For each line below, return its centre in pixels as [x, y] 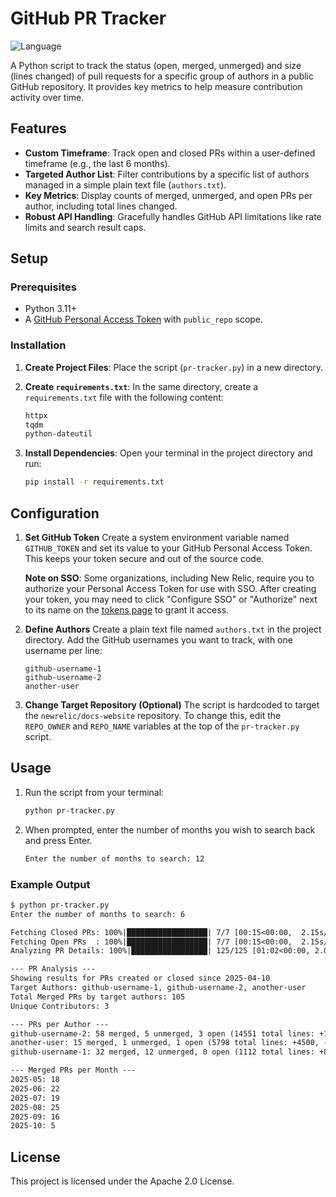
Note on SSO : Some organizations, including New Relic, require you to [169, 578]
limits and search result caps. [85, 227]
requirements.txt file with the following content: [124, 397]
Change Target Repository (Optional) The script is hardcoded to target [172, 705]
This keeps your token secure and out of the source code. [144, 559]
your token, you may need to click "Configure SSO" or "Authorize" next [171, 599]
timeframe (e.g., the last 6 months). [97, 163]
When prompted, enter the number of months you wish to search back [170, 829]
